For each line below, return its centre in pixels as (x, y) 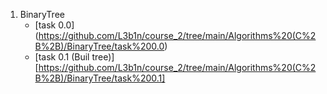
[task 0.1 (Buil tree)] (74, 57)
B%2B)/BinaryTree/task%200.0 (99, 46)
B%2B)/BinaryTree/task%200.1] (100, 78)
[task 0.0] (54, 25)
